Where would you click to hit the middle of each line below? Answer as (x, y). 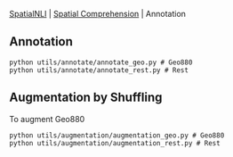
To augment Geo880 (47, 119)
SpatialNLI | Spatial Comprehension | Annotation (98, 14)
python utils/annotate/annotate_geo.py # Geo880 (101, 62)
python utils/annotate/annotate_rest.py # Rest (99, 70)
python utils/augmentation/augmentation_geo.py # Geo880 (117, 135)
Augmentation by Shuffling (86, 98)
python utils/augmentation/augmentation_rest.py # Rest (115, 143)
